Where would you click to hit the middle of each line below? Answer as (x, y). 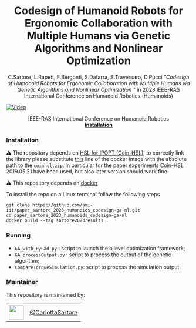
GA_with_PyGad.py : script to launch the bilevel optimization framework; (100, 248)
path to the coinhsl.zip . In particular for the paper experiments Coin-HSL (95, 165)
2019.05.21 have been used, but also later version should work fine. (87, 172)
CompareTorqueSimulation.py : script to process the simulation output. (97, 267)
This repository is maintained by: (45, 294)
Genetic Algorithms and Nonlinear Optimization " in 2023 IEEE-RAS (99, 89)
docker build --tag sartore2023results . (58, 221)
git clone (18, 205)
